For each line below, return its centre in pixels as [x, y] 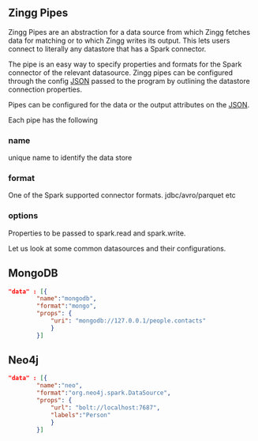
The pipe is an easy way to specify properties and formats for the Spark [125, 64]
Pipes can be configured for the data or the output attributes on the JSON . [129, 104]
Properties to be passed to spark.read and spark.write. [97, 233]
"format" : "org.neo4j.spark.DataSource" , [104, 393]
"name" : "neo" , [60, 386]
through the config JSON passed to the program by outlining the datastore [129, 81]
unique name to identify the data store [70, 158]
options [23, 216]
